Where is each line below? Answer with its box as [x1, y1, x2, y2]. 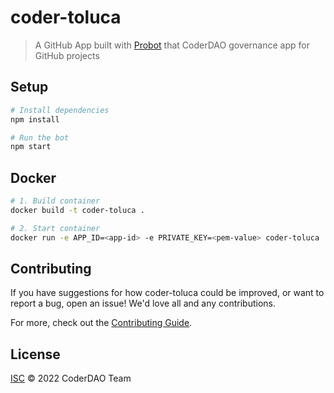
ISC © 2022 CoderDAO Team [10, 372, 132, 385]
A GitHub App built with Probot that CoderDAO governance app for [34, 39, 310, 51]
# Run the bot [10, 132, 70, 143]
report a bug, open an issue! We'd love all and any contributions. [10, 297, 277, 310]
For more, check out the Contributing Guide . [10, 317, 193, 329]
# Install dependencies [10, 105, 110, 115]
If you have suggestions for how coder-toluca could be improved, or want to [10, 287, 325, 299]
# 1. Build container [10, 196, 101, 206]
